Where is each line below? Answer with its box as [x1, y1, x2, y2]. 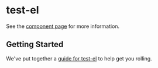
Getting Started [6, 40, 64, 49]
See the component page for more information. [6, 23, 120, 30]
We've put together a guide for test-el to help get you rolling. [6, 55, 152, 62]
